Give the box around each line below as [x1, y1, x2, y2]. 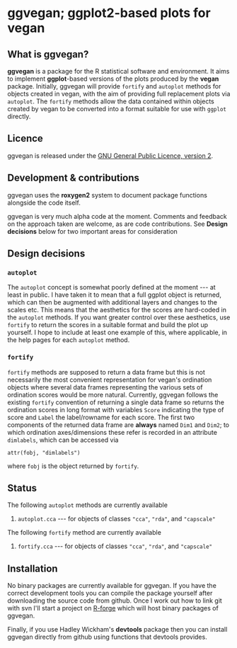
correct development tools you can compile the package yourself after [7, 589, 213, 598]
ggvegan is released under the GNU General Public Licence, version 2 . [7, 151, 214, 160]
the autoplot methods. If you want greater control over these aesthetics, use [7, 313, 231, 322]
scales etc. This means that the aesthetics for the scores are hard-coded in [7, 306, 226, 314]
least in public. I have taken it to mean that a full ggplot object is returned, [7, 290, 221, 299]
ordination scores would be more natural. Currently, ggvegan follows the [7, 390, 219, 399]
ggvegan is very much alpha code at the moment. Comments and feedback [7, 212, 228, 220]
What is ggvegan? [7, 48, 89, 60]
